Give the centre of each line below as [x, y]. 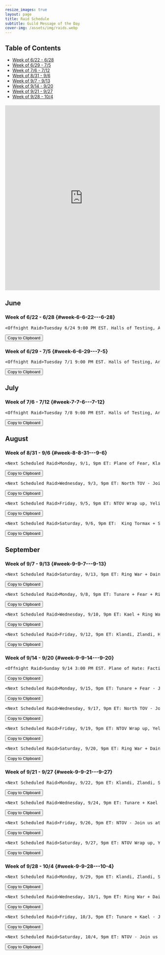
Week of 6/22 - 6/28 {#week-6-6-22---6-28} [60, 317]
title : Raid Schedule [27, 19]
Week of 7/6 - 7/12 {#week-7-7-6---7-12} [55, 402]
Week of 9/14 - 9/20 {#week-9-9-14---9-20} [60, 658]
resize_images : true [26, 10]
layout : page [18, 14]
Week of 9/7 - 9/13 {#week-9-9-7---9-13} [56, 564]
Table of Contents [33, 48]
